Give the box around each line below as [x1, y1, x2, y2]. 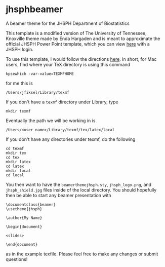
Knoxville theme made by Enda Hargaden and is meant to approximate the [6, 35, 160, 42]
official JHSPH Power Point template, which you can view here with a [6, 41, 150, 47]
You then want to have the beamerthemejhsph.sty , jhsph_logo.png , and [6, 181, 151, 187]
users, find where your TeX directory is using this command [6, 61, 131, 67]
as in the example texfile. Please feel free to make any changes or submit [6, 251, 158, 257]
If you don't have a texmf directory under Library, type [6, 99, 118, 105]
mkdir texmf [6, 108, 31, 113]
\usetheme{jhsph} [6, 206, 43, 211]
